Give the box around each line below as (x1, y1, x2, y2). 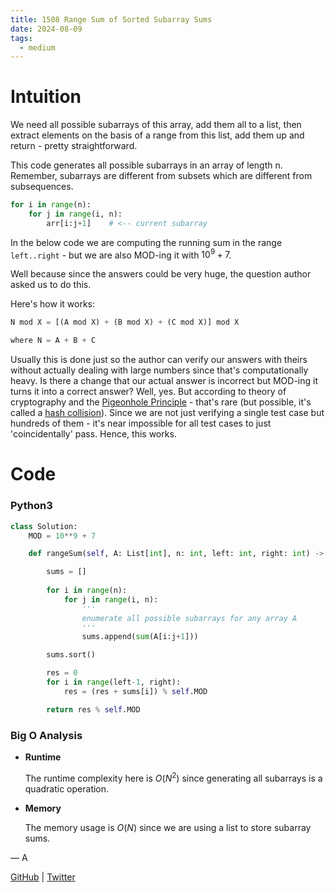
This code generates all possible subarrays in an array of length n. (10, 159, 283, 171)
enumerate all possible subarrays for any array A (81, 613, 298, 623)
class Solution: (10, 521, 78, 531)
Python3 (10, 499, 53, 513)
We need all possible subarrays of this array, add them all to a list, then (10, 119, 302, 131)
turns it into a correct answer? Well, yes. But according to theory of (10, 386, 287, 398)
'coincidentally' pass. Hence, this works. (10, 428, 177, 440)
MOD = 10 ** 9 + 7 (28, 531, 97, 541)
